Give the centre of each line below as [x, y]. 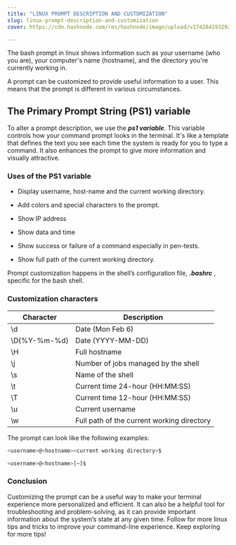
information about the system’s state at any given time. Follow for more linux [118, 519]
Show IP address [42, 219]
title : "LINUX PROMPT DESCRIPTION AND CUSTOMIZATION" [88, 14]
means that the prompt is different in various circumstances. [94, 89]
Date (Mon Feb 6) [105, 329]
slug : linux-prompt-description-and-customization [83, 20]
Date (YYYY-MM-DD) [112, 340]
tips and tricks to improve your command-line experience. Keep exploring [114, 526]
